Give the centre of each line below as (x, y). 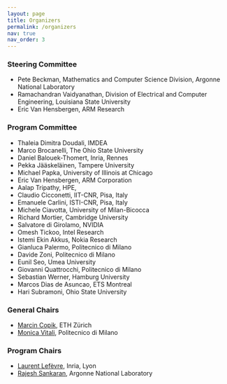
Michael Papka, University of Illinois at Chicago (85, 172)
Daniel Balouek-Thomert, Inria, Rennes (73, 158)
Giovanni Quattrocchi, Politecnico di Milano (79, 269)
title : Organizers (34, 20)
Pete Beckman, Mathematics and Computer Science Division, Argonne (119, 80)
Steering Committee (42, 64)
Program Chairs (35, 350)
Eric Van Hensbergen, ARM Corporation (75, 180)
